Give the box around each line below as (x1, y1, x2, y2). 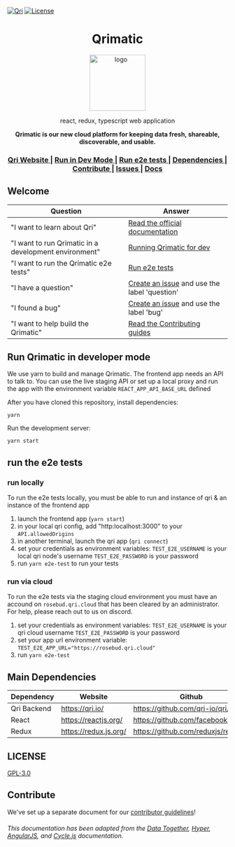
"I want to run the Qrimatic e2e (10, 258, 112, 268)
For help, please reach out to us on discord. (7, 607, 133, 616)
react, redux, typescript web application (59, 116, 176, 125)
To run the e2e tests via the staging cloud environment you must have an (7, 593, 218, 601)
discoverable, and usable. (79, 137, 156, 146)
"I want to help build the (10, 319, 89, 329)
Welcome (7, 186, 50, 198)
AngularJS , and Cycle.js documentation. (7, 831, 124, 840)
